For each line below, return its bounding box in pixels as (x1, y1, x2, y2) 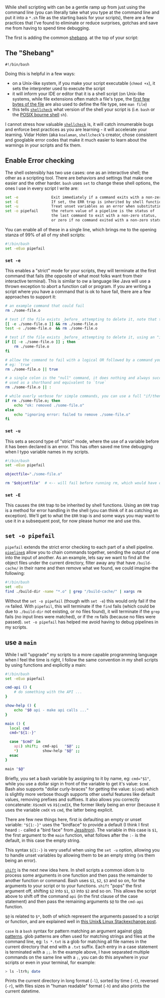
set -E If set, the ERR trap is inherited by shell (5, 199, 144, 204)
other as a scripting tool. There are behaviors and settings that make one (5, 175, 152, 180)
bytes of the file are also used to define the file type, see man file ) (12, 101, 147, 107)
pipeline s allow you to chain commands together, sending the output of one (5, 549, 160, 555)
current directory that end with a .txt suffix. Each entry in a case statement (5, 944, 158, 950)
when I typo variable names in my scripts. (5, 449, 89, 455)
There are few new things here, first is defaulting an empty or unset (5, 816, 141, 822)
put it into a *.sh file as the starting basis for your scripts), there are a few (5, 15, 154, 20)
